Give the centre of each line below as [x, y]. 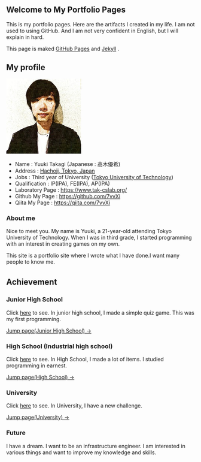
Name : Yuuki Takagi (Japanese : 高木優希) [68, 164]
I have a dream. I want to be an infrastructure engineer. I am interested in [96, 446]
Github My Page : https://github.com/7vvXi [68, 196]
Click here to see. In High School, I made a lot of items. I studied [85, 359]
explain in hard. [25, 37]
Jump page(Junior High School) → [49, 330]
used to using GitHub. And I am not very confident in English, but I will [92, 31]
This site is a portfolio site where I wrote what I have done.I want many [93, 255]
